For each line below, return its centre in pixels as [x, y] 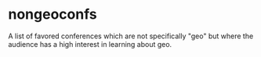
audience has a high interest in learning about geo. [90, 44]
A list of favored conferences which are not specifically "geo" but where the [131, 36]
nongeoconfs [53, 14]
